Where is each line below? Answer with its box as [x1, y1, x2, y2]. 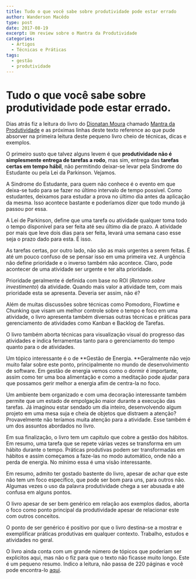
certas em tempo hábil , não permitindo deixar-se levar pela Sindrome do [6, 163, 183, 170]
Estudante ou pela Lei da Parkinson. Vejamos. [6, 169, 116, 176]
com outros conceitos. [6, 513, 60, 520]
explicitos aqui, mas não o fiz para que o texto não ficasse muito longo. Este [6, 554, 190, 561]
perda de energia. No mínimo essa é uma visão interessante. [6, 459, 152, 466]
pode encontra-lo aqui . [6, 567, 61, 574]
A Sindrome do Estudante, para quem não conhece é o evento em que [6, 180, 176, 188]
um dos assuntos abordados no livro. [6, 422, 95, 429]
